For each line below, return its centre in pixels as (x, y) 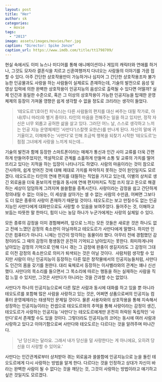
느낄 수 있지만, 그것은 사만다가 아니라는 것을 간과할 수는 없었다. (69, 277)
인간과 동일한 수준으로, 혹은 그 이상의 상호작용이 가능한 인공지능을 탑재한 (78, 95)
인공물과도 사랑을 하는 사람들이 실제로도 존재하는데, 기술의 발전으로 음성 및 (84, 82)
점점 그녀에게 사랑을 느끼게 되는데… (50, 142)
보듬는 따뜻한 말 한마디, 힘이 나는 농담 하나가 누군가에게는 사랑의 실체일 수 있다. (80, 212)
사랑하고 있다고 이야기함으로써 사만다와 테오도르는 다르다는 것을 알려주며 (74, 324)
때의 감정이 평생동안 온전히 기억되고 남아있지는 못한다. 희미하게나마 (90, 241)
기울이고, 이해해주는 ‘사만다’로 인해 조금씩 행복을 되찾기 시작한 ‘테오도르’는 (87, 135)
